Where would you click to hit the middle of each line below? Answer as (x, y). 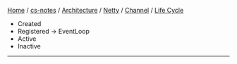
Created (29, 24)
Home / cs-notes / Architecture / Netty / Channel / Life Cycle (96, 10)
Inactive (29, 46)
